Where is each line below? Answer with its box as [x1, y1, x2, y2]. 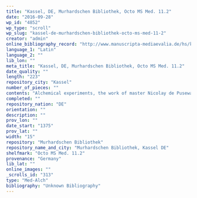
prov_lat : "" [6, 128, 38, 135]
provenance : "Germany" [6, 156, 62, 162]
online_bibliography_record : [6, 42, 77, 47]
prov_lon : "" [6, 118, 38, 124]
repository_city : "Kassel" [6, 80, 72, 86]
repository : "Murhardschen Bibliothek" [6, 139, 104, 145]
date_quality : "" [6, 69, 49, 74]
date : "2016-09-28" [6, 14, 54, 20]
